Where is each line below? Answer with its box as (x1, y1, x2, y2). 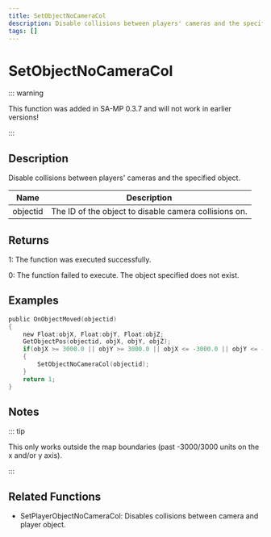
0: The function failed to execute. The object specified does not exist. (8, 270, 240, 279)
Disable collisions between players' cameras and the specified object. (8, 173, 240, 182)
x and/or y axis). (8, 451, 63, 460)
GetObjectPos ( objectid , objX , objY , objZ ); (23, 338, 172, 346)
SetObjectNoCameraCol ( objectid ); (37, 360, 150, 368)
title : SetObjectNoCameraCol (8, 11, 106, 20)
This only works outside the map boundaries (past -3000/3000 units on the (8, 442, 260, 452)
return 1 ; (23, 375, 56, 384)
